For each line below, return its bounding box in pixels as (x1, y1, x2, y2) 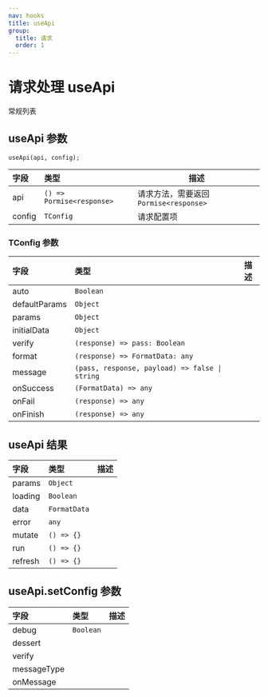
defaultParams (12, 299, 68, 310)
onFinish (12, 409, 45, 420)
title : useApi (8, 19, 56, 27)
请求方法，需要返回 (137, 188, 210, 199)
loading (12, 490, 41, 501)
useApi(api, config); (8, 154, 81, 162)
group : (8, 26, 30, 34)
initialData (12, 325, 49, 336)
